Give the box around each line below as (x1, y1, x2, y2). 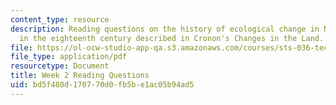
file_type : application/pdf (10, 52, 128, 62)
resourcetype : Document (10, 61, 110, 71)
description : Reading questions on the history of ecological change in (10, 24, 320, 34)
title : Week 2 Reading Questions (10, 71, 150, 81)
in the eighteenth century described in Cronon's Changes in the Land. (19, 33, 325, 43)
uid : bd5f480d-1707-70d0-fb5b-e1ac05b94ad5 (10, 80, 195, 90)
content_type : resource (10, 14, 110, 25)
